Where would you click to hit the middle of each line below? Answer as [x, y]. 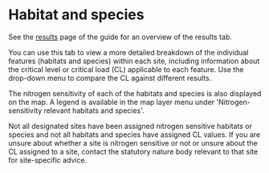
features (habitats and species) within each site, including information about [134, 61]
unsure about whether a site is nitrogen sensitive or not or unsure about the [133, 143]
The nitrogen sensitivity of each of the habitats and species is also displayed [135, 93]
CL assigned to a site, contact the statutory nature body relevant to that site [133, 151]
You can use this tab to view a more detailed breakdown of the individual [128, 52]
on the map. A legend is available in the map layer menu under [112, 102]
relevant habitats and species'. [94, 111]
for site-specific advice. [48, 160]
